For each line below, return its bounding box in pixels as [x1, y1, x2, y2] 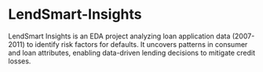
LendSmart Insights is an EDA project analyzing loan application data [8, 31, 231, 41]
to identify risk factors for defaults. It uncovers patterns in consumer [26, 39, 248, 49]
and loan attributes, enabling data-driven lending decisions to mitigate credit [8, 48, 256, 57]
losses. [8, 56, 31, 66]
